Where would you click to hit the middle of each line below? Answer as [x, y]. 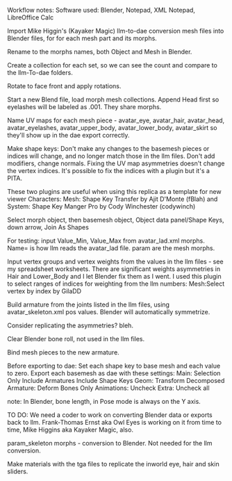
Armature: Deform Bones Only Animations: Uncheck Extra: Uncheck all [108, 388]
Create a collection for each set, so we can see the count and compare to [112, 65]
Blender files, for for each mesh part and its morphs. [82, 38]
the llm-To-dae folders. [40, 73]
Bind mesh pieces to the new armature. [63, 352]
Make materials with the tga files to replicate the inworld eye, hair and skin [114, 464]
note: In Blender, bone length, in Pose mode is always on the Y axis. [104, 401]
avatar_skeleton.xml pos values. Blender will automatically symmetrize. [109, 312]
